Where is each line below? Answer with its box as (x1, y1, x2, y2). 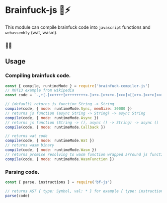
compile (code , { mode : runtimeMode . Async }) (5, 115, 99, 120)
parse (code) (5, 193, 30, 198)
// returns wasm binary (5, 143, 55, 148)
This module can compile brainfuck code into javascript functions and (5, 24, 151, 30)
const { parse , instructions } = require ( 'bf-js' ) (5, 180, 112, 185)
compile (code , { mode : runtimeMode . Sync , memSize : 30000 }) (5, 106, 133, 111)
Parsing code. (5, 168, 40, 175)
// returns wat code (5, 134, 48, 138)
